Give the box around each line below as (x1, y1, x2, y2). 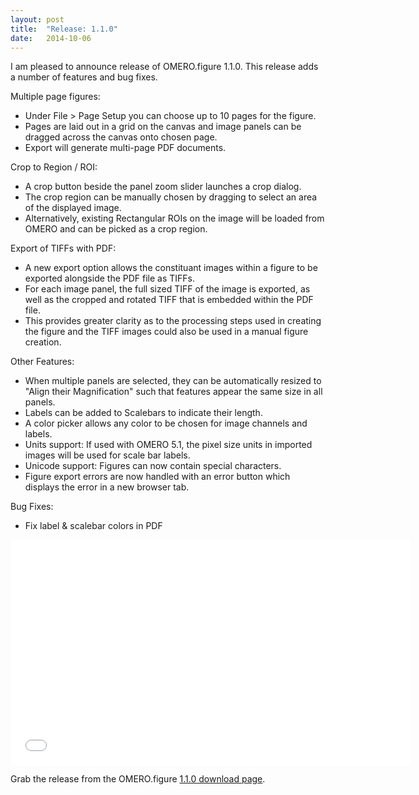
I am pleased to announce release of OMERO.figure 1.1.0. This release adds (10, 61, 319, 73)
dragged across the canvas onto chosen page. (24, 131, 218, 143)
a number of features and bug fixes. (10, 71, 158, 83)
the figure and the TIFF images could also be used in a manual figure (24, 326, 309, 338)
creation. (24, 336, 62, 348)
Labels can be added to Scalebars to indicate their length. (24, 407, 263, 419)
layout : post (10, 14, 65, 25)
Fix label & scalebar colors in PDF (24, 520, 163, 532)
